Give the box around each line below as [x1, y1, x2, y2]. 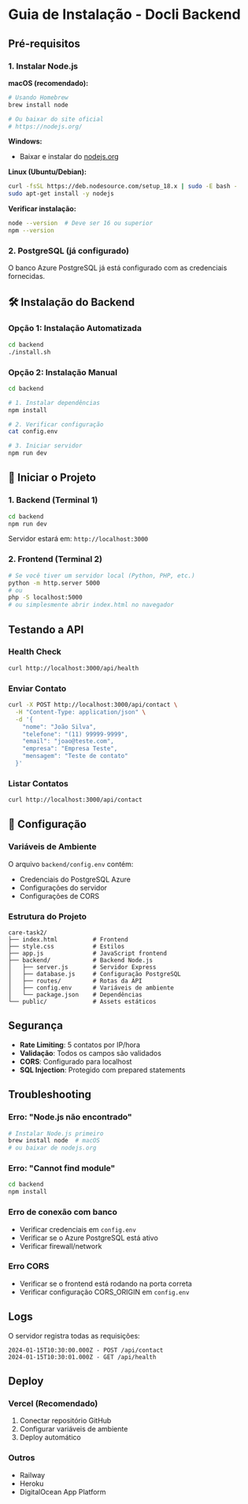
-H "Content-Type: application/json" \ [15, 707, 146, 716]
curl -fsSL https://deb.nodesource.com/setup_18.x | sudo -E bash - [8, 183, 238, 191]
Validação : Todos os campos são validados [19, 1048, 161, 1057]
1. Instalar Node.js [8, 61, 79, 72]
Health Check [8, 646, 61, 657]
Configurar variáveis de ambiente [19, 1424, 128, 1434]
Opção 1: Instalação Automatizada [8, 323, 142, 334]
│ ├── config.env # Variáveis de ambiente [8, 984, 175, 992]
